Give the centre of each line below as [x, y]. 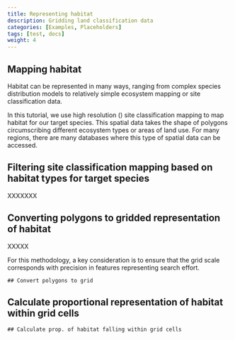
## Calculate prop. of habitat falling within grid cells [94, 330]
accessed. [22, 145]
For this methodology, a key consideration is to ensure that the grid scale [114, 260]
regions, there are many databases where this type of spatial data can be [114, 137]
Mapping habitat [45, 69]
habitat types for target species [79, 179]
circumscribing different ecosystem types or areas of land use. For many [113, 130]
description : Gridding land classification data [80, 21]
